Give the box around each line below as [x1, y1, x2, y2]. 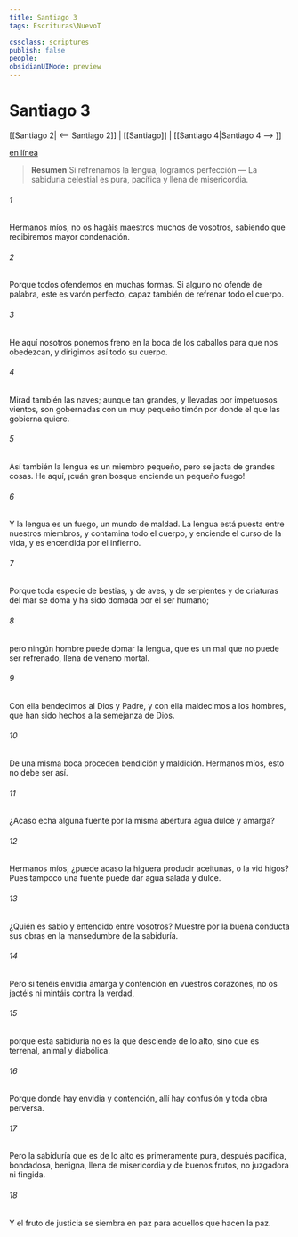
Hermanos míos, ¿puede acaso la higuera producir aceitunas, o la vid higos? [9, 863, 289, 874]
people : [9, 54, 38, 63]
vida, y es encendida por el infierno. [9, 538, 141, 549]
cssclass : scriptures [9, 37, 90, 46]
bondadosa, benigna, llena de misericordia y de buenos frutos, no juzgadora [9, 1160, 289, 1171]
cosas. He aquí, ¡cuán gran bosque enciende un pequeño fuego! [9, 470, 246, 481]
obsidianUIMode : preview [9, 62, 101, 71]
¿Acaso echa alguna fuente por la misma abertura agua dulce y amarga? [9, 816, 276, 826]
